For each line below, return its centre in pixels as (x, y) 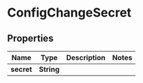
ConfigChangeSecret (69, 13)
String (49, 69)
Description (86, 58)
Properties (30, 38)
